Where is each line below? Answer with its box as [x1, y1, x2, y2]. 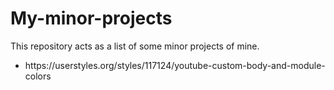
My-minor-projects [10, 7, 173, 30]
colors [24, 70, 52, 82]
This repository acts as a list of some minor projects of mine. [10, 40, 260, 52]
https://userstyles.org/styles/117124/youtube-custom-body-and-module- [24, 59, 326, 71]
